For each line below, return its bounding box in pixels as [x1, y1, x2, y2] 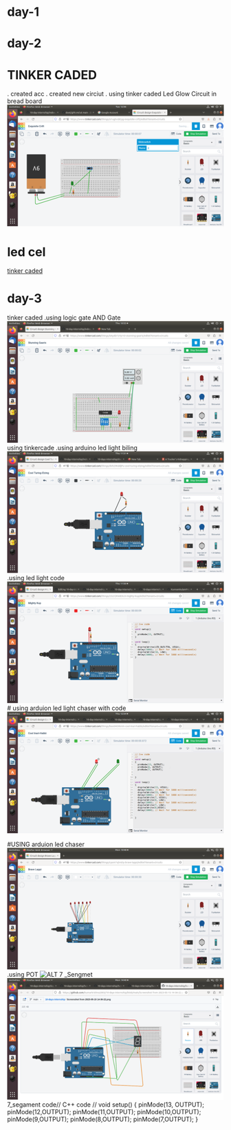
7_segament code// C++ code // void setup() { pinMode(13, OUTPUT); [7, 1100, 205, 1109]
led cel [7, 244, 46, 260]
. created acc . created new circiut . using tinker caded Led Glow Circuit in [7, 90, 217, 98]
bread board [7, 97, 43, 105]
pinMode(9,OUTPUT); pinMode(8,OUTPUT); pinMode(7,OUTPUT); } [7, 1115, 198, 1124]
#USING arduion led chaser [7, 840, 85, 849]
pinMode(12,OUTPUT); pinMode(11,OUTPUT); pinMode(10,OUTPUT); [7, 1108, 201, 1116]
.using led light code [7, 574, 65, 582]
